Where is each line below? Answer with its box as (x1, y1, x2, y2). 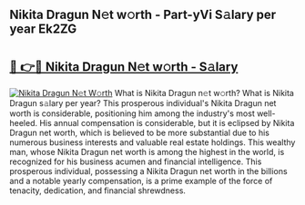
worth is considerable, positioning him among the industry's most (9, 108, 255, 119)
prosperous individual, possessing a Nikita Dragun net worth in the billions (9, 166, 289, 176)
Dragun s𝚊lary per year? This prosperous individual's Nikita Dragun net (9, 98, 277, 108)
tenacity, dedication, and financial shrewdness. (9, 185, 187, 196)
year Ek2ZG (9, 22, 77, 37)
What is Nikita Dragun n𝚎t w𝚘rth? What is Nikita (114, 88, 294, 98)
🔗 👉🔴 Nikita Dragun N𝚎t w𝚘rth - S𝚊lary (9, 59, 239, 74)
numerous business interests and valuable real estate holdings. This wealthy (9, 137, 296, 148)
